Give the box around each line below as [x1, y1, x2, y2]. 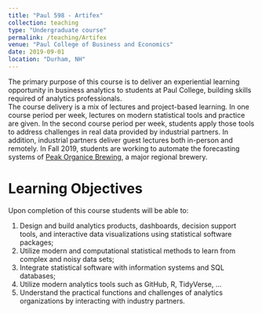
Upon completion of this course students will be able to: [8, 205, 189, 215]
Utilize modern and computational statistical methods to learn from [19, 245, 236, 256]
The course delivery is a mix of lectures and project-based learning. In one [8, 101, 249, 111]
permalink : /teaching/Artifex [8, 33, 107, 42]
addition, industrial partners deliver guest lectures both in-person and [8, 135, 234, 145]
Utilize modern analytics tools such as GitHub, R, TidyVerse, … [19, 279, 222, 289]
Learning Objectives [8, 180, 143, 197]
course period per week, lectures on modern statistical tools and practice [8, 110, 246, 120]
